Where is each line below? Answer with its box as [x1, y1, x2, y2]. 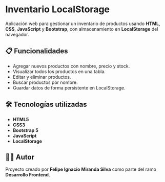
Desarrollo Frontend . [5, 172, 50, 178]
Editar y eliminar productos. [12, 74, 71, 80]
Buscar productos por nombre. [12, 79, 78, 85]
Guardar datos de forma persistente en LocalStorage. [12, 84, 126, 90]
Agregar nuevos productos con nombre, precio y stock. [12, 63, 130, 69]
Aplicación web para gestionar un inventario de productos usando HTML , [5, 20, 160, 27]
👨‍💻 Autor [5, 152, 35, 162]
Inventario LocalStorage [5, 4, 110, 15]
